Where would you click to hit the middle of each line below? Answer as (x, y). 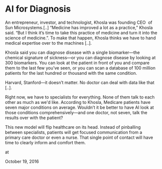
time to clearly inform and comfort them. (45, 142)
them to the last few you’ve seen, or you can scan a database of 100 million (80, 68)
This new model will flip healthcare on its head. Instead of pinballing (73, 127)
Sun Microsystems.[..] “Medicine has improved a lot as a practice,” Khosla (79, 27)
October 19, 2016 (22, 161)
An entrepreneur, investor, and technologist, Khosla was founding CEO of (79, 22)
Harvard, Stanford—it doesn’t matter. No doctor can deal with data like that (80, 82)
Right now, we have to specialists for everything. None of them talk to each (80, 97)
